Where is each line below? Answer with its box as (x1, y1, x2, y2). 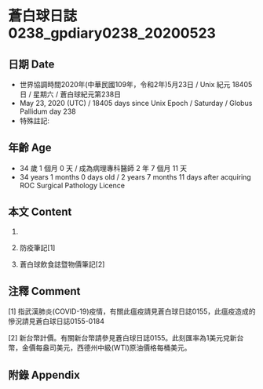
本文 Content (8, 205, 72, 219)
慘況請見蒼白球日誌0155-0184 (8, 317, 104, 326)
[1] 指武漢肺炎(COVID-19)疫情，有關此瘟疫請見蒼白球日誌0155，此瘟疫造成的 (8, 307, 256, 316)
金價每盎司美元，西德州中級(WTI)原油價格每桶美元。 (21, 343, 192, 353)
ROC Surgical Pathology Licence (19, 180, 126, 190)
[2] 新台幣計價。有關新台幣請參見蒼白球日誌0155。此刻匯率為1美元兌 (8, 333, 230, 343)
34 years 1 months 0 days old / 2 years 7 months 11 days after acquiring (19, 172, 251, 181)
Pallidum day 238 (19, 107, 76, 116)
